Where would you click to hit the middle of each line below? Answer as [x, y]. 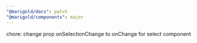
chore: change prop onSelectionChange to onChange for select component [99, 34]
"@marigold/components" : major [45, 17]
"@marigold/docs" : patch [37, 11]
